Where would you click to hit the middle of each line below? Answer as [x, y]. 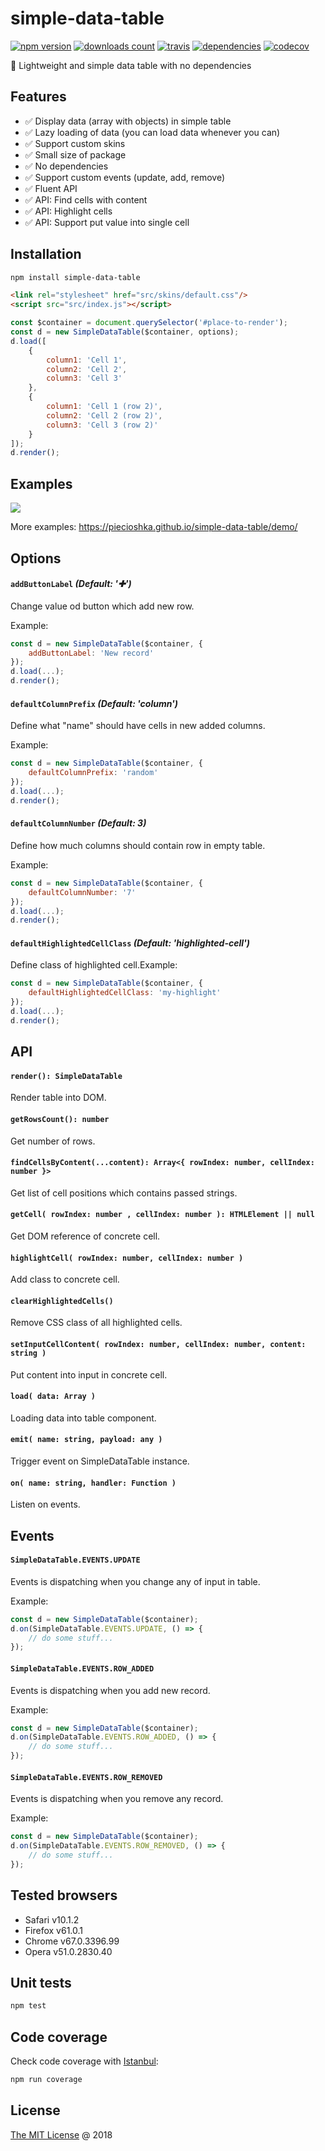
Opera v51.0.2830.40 [68, 1951]
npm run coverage [46, 2080]
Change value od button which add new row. [102, 606]
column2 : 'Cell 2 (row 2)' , [104, 415]
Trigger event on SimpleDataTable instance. [100, 1461]
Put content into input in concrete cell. [89, 1374]
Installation [46, 254]
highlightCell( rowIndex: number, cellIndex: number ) [127, 1258]
